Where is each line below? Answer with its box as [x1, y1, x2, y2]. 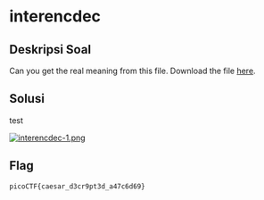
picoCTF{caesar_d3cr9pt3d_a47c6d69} [9, 181, 145, 191]
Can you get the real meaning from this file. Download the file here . [9, 65, 256, 76]
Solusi [9, 91, 45, 106]
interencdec [9, 6, 101, 27]
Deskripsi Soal [9, 42, 92, 57]
